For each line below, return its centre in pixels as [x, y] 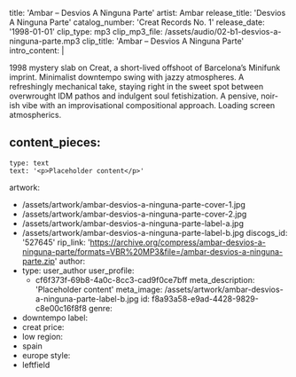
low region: [43, 336]
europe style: [46, 355]
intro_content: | [37, 51]
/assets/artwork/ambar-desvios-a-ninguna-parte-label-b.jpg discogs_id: [155, 232]
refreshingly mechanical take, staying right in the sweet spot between [136, 86]
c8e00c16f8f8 [61, 308]
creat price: [43, 326]
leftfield [36, 365]
